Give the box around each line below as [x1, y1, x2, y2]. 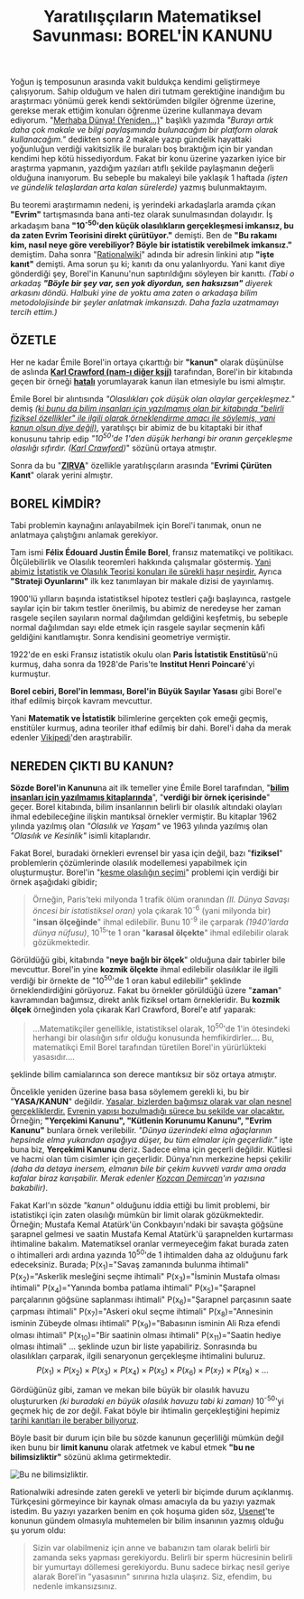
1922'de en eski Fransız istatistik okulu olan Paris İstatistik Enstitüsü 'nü [10, 649, 278, 660]
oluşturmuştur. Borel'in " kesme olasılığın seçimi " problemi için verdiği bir [10, 867, 279, 878]
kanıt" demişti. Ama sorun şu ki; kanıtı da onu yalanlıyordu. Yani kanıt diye [10, 258, 285, 269]
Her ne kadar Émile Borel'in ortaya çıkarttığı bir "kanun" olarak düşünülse [10, 357, 284, 367]
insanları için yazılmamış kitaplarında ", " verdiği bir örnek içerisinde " [10, 792, 271, 803]
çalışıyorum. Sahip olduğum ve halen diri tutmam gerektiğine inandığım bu [10, 86, 285, 97]
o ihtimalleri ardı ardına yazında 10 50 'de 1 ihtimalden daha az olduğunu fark [10, 1248, 289, 1260]
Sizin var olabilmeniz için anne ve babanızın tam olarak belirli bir [32, 1542, 271, 1553]
